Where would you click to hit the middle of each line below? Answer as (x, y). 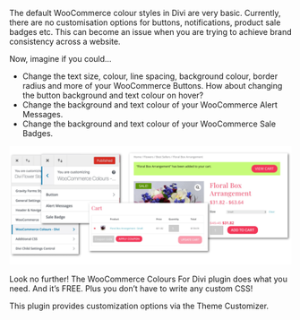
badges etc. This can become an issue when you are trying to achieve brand (151, 32)
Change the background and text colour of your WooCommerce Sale (149, 124)
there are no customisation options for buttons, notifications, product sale (145, 22)
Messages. (43, 114)
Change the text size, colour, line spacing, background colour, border (150, 76)
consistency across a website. (65, 41)
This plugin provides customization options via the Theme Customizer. (139, 306)
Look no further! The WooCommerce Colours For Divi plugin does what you (149, 279)
